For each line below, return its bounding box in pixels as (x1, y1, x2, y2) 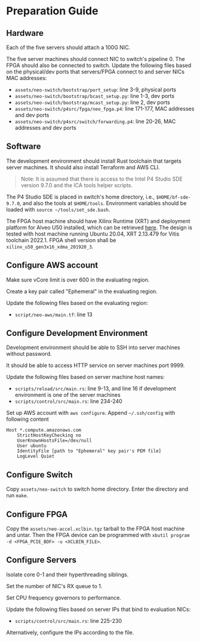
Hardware (6, 28, 44, 38)
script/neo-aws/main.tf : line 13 (14, 311, 93, 318)
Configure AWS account (6, 260, 99, 270)
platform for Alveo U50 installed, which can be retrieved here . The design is (6, 224, 193, 231)
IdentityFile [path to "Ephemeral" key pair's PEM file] (17, 448, 162, 454)
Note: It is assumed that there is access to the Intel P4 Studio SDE (20, 175, 183, 182)
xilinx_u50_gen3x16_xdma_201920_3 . (6, 243, 94, 250)
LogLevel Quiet (17, 453, 55, 460)
